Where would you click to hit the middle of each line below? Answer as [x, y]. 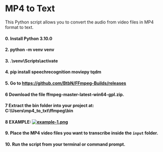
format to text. [19, 27]
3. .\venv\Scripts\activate [31, 61]
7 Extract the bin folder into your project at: [50, 106]
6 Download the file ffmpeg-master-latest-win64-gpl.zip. [65, 94]
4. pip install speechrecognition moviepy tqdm [53, 72]
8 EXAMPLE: [18, 122]
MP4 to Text [30, 9]
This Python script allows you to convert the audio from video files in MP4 [79, 22]
